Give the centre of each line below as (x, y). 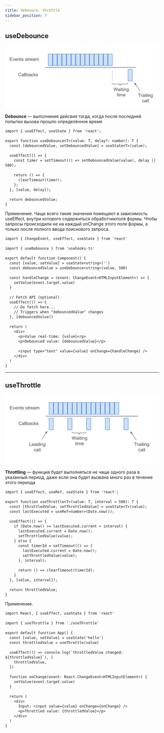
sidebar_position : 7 (26, 15)
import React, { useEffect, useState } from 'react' (60, 614)
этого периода (20, 483)
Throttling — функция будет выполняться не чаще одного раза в (72, 472)
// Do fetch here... (35, 307)
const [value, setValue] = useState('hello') (57, 638)
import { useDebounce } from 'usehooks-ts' (50, 248)
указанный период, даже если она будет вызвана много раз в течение (79, 477)
